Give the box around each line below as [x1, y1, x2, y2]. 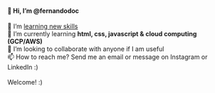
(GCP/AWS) [7, 37, 43, 46]
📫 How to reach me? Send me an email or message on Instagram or [7, 53, 208, 61]
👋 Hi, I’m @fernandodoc [7, 6, 80, 15]
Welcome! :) [7, 78, 43, 87]
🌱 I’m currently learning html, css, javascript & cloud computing [7, 30, 197, 38]
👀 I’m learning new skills [7, 22, 78, 31]
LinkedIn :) [7, 63, 38, 72]
